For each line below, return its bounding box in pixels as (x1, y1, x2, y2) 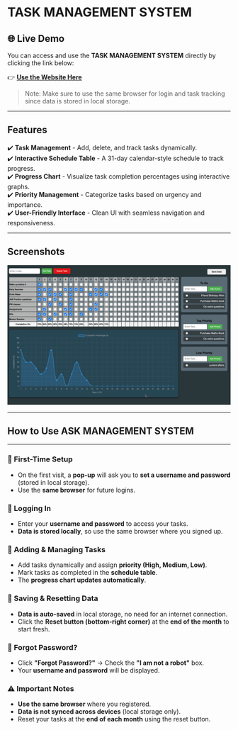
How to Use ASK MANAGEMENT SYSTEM (7, 425, 195, 437)
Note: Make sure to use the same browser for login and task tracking (24, 89, 225, 98)
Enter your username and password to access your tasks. (17, 520, 188, 528)
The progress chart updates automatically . (17, 575, 147, 585)
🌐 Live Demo (7, 33, 65, 45)
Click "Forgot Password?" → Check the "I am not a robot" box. (17, 658, 204, 667)
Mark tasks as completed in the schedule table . (17, 568, 158, 577)
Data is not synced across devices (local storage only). (17, 707, 181, 716)
